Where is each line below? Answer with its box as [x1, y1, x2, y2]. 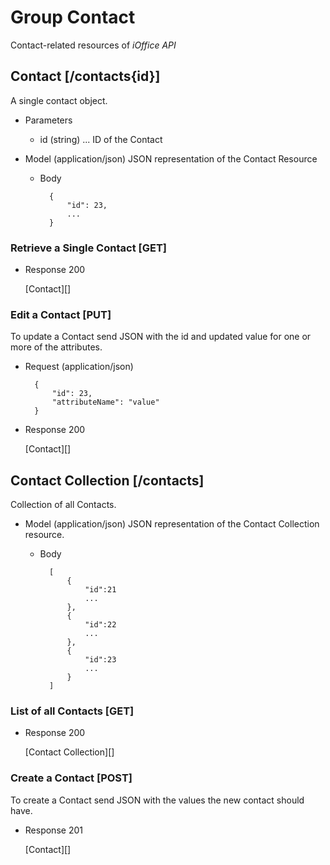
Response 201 [24, 824, 83, 836]
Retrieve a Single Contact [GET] [10, 241, 167, 255]
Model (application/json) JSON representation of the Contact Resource [24, 152, 318, 165]
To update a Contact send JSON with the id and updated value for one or [10, 331, 312, 343]
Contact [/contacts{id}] [10, 68, 161, 85]
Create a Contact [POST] [10, 771, 133, 785]
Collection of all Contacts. [10, 499, 117, 511]
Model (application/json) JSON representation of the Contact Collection [24, 518, 320, 530]
